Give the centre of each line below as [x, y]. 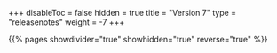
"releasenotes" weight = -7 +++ [67, 22]
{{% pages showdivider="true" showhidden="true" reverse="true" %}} [138, 39]
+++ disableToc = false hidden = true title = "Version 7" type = [123, 13]
